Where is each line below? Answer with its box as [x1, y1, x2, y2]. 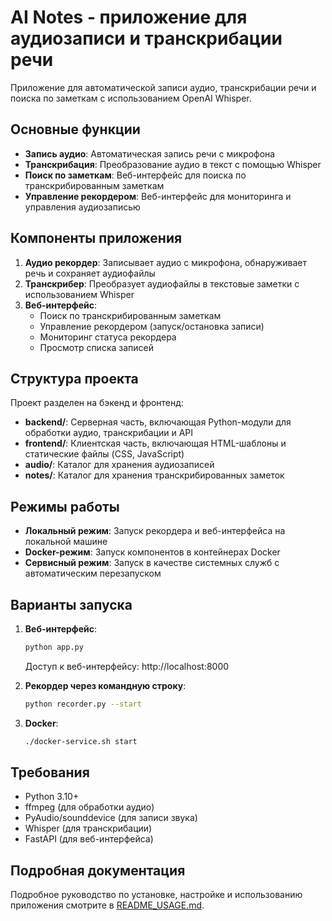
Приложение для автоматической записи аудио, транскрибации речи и [10, 81, 317, 93]
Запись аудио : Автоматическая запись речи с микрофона [24, 147, 276, 160]
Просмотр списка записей [39, 341, 155, 353]
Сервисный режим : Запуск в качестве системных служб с [24, 557, 280, 569]
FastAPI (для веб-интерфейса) [24, 833, 154, 845]
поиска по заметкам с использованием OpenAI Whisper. [10, 92, 252, 104]
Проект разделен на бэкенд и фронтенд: [10, 397, 184, 409]
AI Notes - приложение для [10, 6, 248, 29]
